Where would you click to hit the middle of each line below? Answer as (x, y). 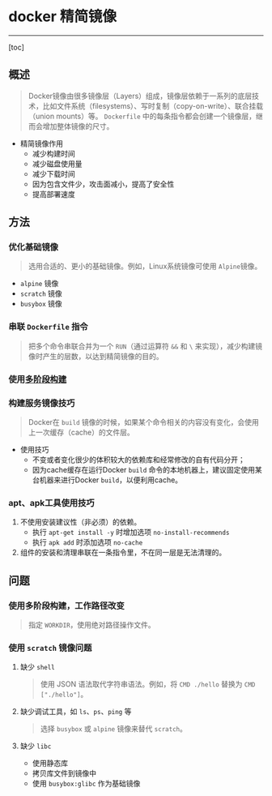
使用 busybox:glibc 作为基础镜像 (86, 784)
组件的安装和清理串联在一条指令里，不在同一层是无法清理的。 (123, 553)
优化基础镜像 (34, 247)
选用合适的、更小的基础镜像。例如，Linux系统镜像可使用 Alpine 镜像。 (145, 266)
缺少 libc (36, 746)
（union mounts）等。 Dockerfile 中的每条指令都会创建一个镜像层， (142, 116)
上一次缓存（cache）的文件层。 (81, 432)
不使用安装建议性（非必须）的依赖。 (81, 522)
